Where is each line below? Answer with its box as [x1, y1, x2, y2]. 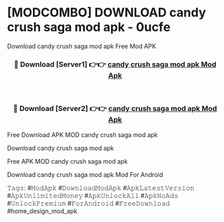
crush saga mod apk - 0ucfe [7, 19, 171, 35]
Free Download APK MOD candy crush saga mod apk [7, 130, 158, 138]
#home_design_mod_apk [7, 207, 77, 215]
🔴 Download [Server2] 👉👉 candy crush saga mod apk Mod [13, 104, 217, 114]
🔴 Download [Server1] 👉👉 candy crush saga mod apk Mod [13, 60, 217, 69]
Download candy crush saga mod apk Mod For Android [7, 170, 163, 179]
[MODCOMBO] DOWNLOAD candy [7, 5, 207, 21]
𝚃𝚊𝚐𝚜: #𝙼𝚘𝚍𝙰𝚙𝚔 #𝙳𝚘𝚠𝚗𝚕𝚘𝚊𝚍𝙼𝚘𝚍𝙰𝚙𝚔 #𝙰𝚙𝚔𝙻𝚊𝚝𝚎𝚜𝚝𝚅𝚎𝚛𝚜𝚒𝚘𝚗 [7, 184, 195, 192]
